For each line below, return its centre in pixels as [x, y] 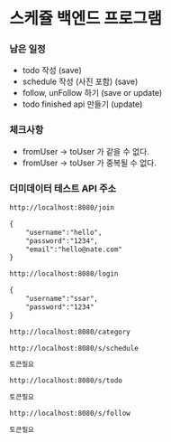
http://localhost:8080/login [64, 274]
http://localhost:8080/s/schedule [74, 348]
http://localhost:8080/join [62, 208]
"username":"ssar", [62, 299]
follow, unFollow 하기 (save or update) [92, 93]
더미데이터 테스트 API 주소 [63, 188]
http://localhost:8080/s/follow [70, 414]
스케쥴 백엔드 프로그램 [85, 19]
